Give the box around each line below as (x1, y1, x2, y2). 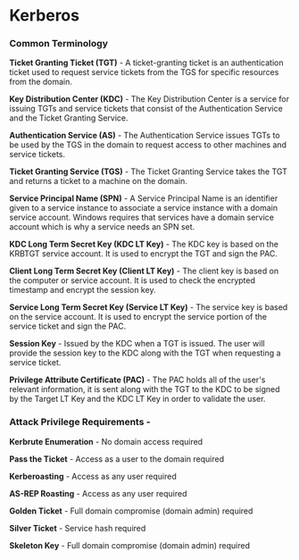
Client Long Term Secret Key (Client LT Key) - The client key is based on (9, 265, 279, 277)
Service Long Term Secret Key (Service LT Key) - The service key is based (9, 302, 288, 313)
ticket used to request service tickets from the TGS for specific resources (9, 67, 279, 78)
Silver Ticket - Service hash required (9, 522, 146, 533)
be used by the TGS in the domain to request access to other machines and (9, 139, 287, 150)
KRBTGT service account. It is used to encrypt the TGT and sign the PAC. (9, 248, 278, 259)
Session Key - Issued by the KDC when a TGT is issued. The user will (9, 339, 265, 349)
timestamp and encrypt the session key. (9, 285, 156, 296)
